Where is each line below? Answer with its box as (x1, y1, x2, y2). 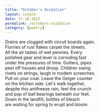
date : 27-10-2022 (5, 16, 40, 21)
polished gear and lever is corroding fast (5, 55, 87, 60)
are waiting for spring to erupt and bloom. (5, 102, 89, 108)
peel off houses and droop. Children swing (5, 65, 91, 71)
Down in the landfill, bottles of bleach (5, 96, 80, 102)
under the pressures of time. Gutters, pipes (5, 60, 92, 66)
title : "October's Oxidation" (5, 7, 67, 12)
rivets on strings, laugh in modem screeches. (5, 70, 96, 76)
